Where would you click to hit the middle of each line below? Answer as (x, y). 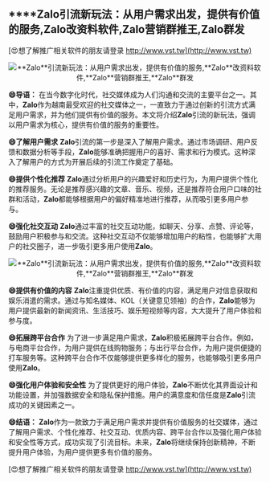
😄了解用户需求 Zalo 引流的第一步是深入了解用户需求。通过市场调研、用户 (130, 141)
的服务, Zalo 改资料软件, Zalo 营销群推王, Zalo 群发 (127, 29)
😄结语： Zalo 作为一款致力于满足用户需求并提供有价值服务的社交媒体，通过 (133, 422)
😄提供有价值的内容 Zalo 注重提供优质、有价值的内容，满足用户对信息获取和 (133, 290)
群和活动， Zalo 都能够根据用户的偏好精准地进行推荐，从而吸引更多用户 (125, 198)
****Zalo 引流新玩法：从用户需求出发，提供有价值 (134, 14)
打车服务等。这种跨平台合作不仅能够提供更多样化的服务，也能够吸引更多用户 (135, 357)
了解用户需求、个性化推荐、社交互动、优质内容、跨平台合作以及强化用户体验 (135, 431)
